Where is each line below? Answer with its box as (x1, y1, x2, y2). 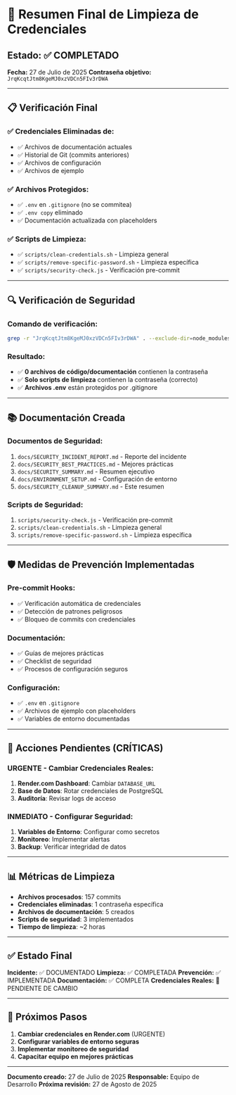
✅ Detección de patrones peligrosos (17, 607, 123, 615)
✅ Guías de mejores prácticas (17, 649, 104, 657)
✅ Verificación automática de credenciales (17, 599, 142, 607)
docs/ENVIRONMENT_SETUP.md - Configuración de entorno (17, 474, 178, 483)
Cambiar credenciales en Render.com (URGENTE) (17, 1030, 166, 1038)
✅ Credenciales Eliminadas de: (7, 127, 114, 137)
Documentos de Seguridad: (7, 436, 103, 446)
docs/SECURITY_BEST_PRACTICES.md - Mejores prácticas (17, 460, 174, 468)
